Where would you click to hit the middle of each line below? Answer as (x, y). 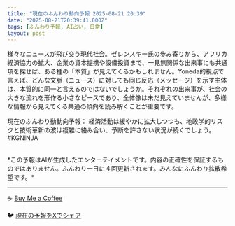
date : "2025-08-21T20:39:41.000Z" (58, 20)
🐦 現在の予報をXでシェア (44, 216)
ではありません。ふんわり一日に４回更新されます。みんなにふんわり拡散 (117, 169)
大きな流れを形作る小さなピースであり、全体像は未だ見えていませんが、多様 (117, 98)
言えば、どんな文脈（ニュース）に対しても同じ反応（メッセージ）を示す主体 (117, 80)
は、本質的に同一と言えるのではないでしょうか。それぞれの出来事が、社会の (117, 89)
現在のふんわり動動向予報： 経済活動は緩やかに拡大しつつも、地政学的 (109, 121)
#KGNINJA (23, 138)
